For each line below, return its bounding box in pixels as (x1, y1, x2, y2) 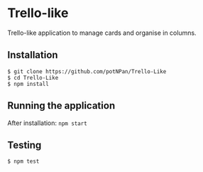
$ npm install (7, 80, 50, 87)
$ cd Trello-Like (7, 74, 59, 81)
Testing (7, 139, 42, 151)
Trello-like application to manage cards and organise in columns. (7, 28, 197, 37)
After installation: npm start (7, 119, 87, 127)
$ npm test (7, 158, 40, 165)
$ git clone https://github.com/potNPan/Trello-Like (7, 68, 167, 75)
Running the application (7, 100, 116, 112)
